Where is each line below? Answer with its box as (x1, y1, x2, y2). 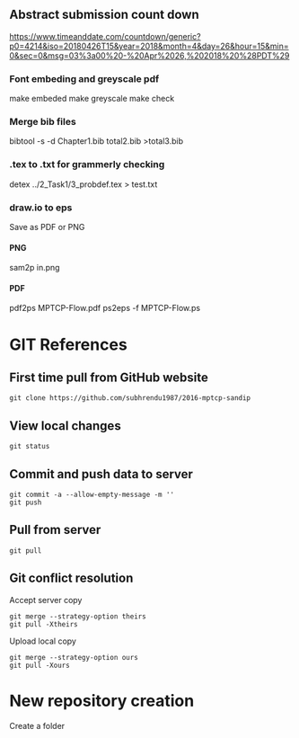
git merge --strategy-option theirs (9, 611, 146, 621)
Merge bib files (9, 116, 76, 129)
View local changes (9, 418, 121, 433)
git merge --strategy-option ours (9, 653, 139, 662)
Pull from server (9, 522, 101, 538)
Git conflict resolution (9, 571, 134, 586)
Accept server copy (9, 594, 83, 605)
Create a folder (9, 720, 66, 731)
